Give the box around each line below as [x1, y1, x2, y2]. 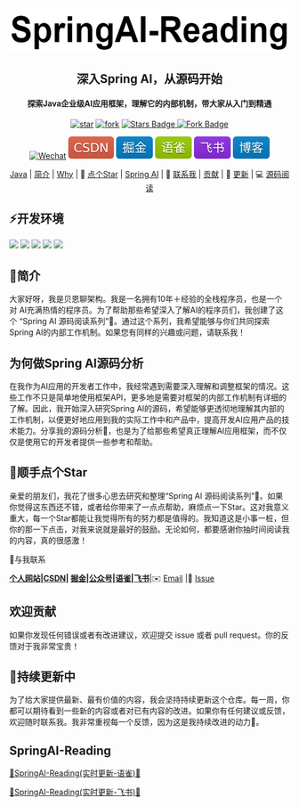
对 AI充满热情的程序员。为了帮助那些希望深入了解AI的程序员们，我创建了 [9, 305, 276, 315]
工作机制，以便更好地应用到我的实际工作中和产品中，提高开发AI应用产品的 [9, 414, 282, 425]
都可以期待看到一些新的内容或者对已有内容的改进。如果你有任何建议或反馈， [9, 705, 290, 716]
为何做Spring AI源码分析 [9, 355, 144, 370]
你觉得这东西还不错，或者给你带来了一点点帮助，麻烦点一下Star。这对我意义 [9, 501, 289, 512]
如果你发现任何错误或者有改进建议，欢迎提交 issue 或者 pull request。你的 [9, 630, 282, 640]
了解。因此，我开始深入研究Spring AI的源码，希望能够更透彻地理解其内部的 [9, 403, 285, 414]
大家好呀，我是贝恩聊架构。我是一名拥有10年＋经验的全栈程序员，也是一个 [9, 294, 283, 305]
